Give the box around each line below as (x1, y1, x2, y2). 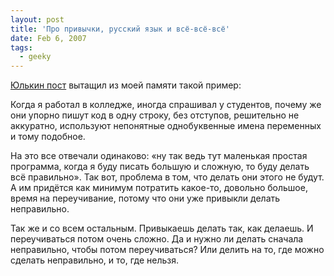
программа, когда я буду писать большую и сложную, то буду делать (10, 161, 310, 173)
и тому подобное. (10, 131, 86, 143)
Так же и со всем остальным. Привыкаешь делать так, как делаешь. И (10, 222, 314, 235)
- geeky (19, 52, 52, 62)
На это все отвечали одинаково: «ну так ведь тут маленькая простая (10, 150, 308, 162)
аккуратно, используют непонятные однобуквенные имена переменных (10, 120, 322, 132)
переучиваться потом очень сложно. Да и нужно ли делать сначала (10, 233, 304, 245)
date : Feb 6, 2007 (10, 33, 87, 43)
